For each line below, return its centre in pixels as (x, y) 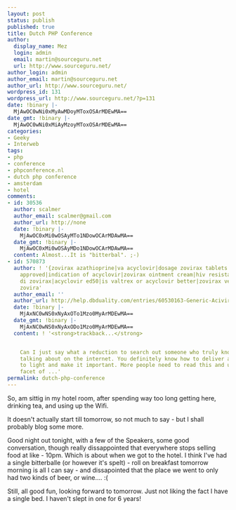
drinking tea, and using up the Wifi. (58, 405)
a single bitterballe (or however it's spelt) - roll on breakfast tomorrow (108, 462)
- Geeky (19, 137)
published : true (31, 27)
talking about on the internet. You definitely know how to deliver (122, 358)
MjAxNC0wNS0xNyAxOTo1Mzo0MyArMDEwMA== (77, 314)
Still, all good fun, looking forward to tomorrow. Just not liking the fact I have (118, 491)
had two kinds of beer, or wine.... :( (58, 477)
